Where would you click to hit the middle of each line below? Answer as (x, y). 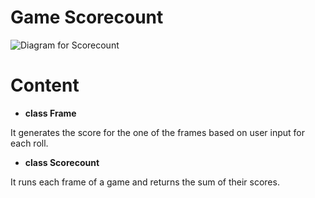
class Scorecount (62, 162)
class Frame (50, 113)
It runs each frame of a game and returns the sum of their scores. (145, 182)
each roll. (29, 143)
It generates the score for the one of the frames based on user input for (157, 132)
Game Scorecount (87, 17)
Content (45, 85)
